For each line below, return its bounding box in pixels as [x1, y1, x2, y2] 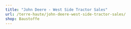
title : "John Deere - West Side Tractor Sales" [5, 7, 108, 12]
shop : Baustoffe [5, 16, 40, 21]
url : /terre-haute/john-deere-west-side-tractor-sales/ [5, 12, 126, 17]
